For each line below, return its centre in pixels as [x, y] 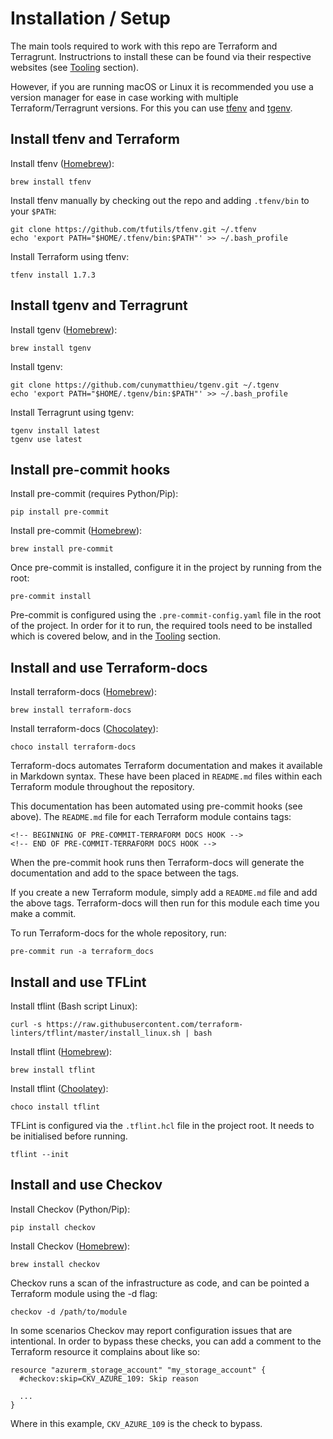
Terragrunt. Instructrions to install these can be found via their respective [161, 56]
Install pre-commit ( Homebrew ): [76, 531]
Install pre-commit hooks [90, 469]
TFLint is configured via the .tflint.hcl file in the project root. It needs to [162, 1125]
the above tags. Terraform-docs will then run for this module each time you [165, 903]
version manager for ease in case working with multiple [124, 97]
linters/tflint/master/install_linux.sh [96, 1033]
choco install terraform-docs [73, 747]
